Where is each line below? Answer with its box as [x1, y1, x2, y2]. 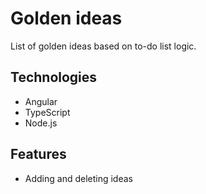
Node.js [24, 117, 58, 129]
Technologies [10, 69, 98, 86]
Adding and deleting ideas [24, 172, 133, 184]
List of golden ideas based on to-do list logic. [10, 40, 197, 52]
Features [10, 146, 67, 163]
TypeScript [24, 106, 71, 118]
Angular [24, 95, 58, 107]
